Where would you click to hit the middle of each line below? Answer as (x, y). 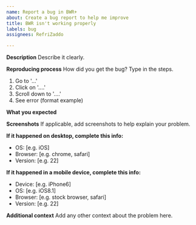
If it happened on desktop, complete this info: (65, 136)
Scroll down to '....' (38, 94)
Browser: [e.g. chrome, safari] (52, 154)
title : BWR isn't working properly (51, 23)
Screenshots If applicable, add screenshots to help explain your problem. (98, 124)
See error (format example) (49, 101)
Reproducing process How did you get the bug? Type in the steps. (90, 69)
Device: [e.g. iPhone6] (43, 184)
